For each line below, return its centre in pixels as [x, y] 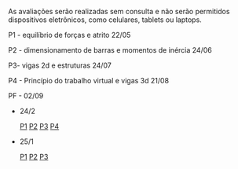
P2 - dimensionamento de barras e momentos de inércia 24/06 [110, 50]
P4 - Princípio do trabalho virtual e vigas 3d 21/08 [89, 81]
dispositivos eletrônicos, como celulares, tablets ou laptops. [105, 20]
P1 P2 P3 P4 [39, 126]
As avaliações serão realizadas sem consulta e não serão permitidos [119, 11]
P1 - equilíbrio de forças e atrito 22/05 [70, 35]
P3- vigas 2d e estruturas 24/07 [60, 65]
